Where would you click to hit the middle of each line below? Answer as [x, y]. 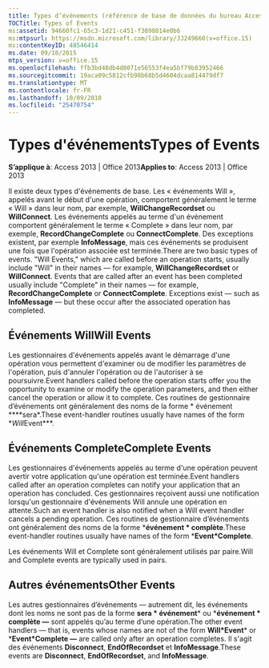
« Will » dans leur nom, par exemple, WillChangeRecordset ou [112, 208]
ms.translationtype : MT [48, 83]
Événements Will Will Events [80, 336]
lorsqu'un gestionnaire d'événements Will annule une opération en [118, 501]
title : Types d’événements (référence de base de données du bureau [125, 16]
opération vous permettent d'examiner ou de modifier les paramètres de [127, 363]
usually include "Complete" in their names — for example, [104, 285]
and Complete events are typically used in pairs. [88, 560]
